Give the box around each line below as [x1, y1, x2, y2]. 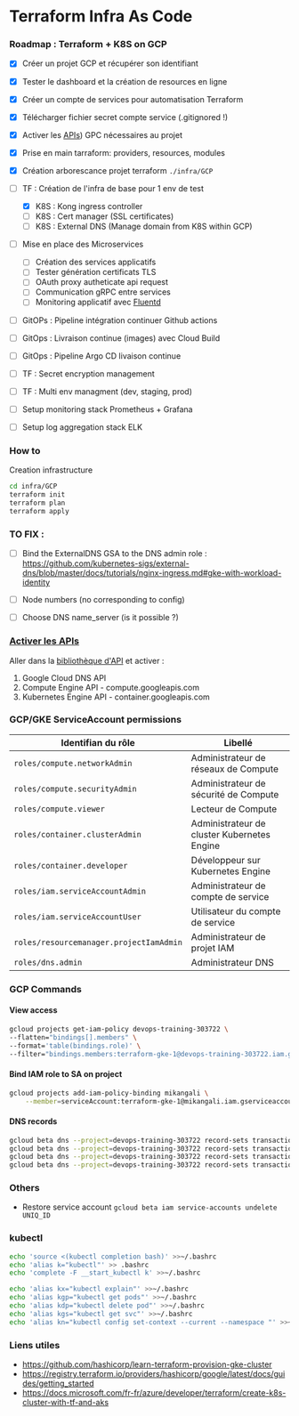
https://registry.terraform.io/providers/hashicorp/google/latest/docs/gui [21, 1369, 286, 1380]
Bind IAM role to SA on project [9, 1069, 123, 1080]
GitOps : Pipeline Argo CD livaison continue [21, 350, 182, 361]
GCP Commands [9, 983, 83, 995]
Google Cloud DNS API [21, 672, 107, 683]
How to [9, 444, 41, 457]
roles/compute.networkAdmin [13, 758, 133, 768]
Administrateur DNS [190, 956, 274, 968]
